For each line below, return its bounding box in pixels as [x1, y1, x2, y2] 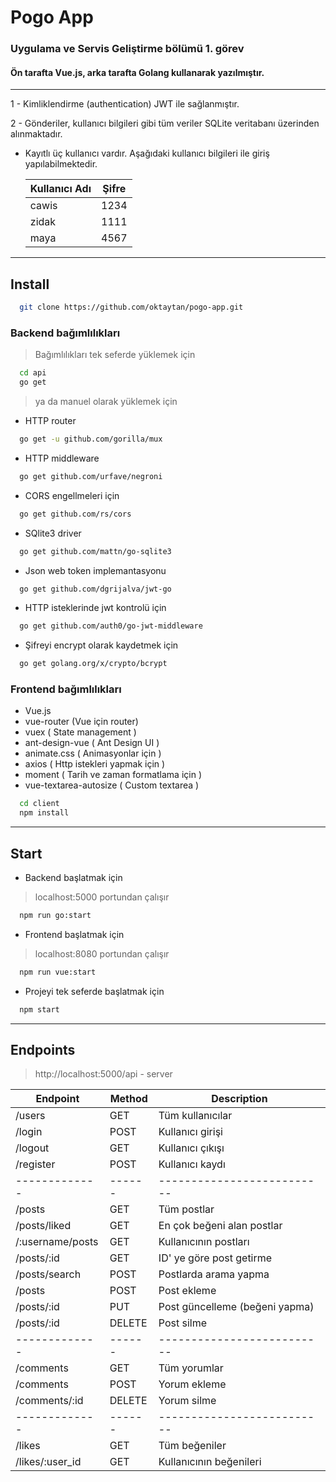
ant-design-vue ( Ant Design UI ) [24, 737, 160, 749]
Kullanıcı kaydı [158, 1157, 226, 1171]
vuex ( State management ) [24, 726, 137, 738]
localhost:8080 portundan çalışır [34, 947, 170, 960]
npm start [19, 1004, 60, 1015]
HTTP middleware [24, 452, 100, 464]
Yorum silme [158, 1394, 217, 1408]
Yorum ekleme [158, 1377, 227, 1391]
